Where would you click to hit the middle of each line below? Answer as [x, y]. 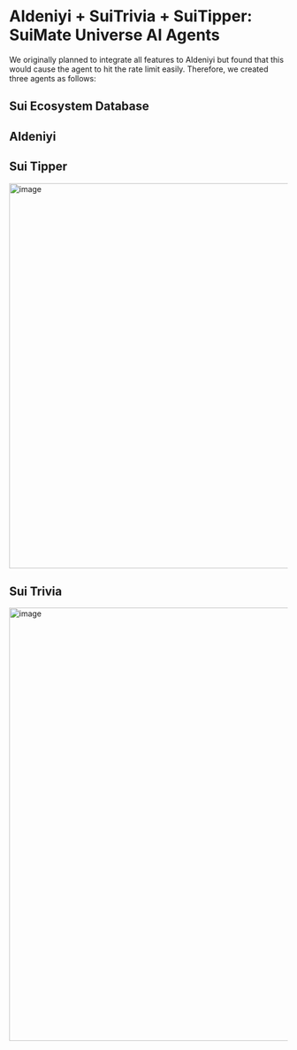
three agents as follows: [53, 78]
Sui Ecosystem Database [80, 107]
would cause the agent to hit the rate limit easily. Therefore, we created [139, 69]
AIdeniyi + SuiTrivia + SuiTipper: [131, 16]
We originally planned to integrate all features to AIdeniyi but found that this [147, 59]
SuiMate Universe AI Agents [115, 35]
